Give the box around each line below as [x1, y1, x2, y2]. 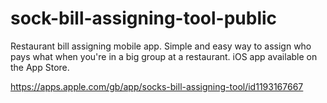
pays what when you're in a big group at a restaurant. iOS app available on [10, 50, 318, 62]
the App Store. [10, 61, 70, 73]
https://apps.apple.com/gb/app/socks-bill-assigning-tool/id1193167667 [10, 80, 304, 92]
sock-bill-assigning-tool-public [10, 7, 278, 30]
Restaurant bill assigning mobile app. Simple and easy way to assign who [10, 40, 312, 52]
